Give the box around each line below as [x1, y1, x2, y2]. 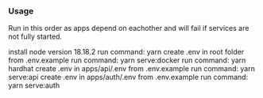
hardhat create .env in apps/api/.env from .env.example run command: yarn [8, 64, 256, 73]
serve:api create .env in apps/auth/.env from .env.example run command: [8, 73, 249, 82]
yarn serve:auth [8, 81, 60, 90]
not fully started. [8, 32, 62, 41]
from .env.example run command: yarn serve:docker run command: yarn [8, 55, 246, 65]
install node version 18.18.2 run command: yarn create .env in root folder [8, 47, 245, 57]
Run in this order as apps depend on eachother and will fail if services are [8, 24, 249, 33]
